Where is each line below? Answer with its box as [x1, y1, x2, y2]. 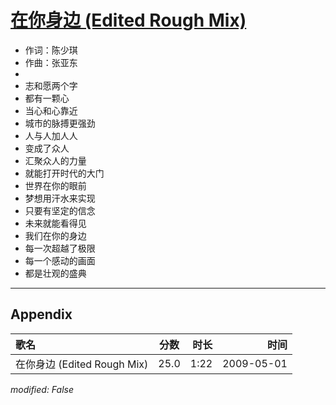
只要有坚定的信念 [24, 204, 96, 216]
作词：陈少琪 [24, 44, 78, 56]
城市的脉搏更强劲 [24, 117, 96, 129]
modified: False [10, 383, 75, 395]
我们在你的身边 [24, 229, 87, 241]
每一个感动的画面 [24, 254, 96, 266]
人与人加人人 [24, 129, 78, 141]
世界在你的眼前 [24, 179, 87, 191]
